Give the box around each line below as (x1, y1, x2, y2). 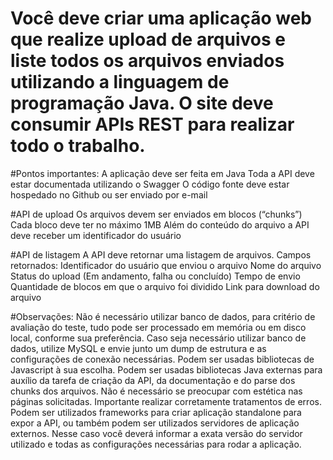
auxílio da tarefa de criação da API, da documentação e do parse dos (10, 374, 296, 386)
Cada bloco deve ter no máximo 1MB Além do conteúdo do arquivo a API (10, 218, 310, 231)
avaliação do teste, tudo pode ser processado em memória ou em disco (10, 321, 307, 333)
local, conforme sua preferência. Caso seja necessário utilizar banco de (10, 332, 307, 344)
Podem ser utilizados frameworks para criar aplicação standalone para (10, 406, 302, 418)
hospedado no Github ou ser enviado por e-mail (10, 188, 208, 201)
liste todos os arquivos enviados (10, 50, 285, 72)
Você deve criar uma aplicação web (10, 7, 312, 30)
